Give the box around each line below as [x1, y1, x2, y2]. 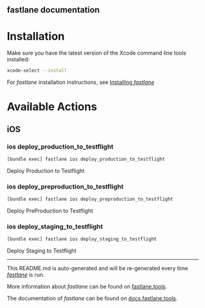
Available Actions [7, 100, 97, 114]
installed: [7, 56, 30, 63]
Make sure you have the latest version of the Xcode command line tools [7, 49, 187, 57]
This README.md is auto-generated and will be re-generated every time [7, 265, 188, 272]
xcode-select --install [7, 68, 68, 74]
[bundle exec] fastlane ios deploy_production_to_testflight [7, 156, 165, 163]
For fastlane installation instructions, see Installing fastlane [7, 79, 155, 86]
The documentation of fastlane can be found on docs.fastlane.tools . [7, 295, 178, 302]
